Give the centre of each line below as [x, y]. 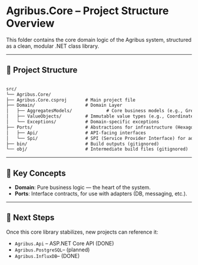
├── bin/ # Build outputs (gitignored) [83, 144]
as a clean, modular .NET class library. [52, 46]
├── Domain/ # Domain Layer [64, 105]
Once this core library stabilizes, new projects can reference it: [82, 232]
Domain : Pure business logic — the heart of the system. [83, 188]
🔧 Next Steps [30, 217]
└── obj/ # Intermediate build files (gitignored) [97, 149]
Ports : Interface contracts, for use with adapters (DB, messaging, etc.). [101, 194]
